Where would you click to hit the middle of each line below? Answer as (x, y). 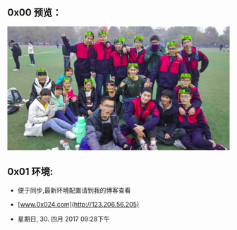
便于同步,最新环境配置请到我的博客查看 (74, 190)
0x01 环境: (30, 172)
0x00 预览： (35, 13)
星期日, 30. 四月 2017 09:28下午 (64, 219)
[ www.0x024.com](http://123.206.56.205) (78, 204)
